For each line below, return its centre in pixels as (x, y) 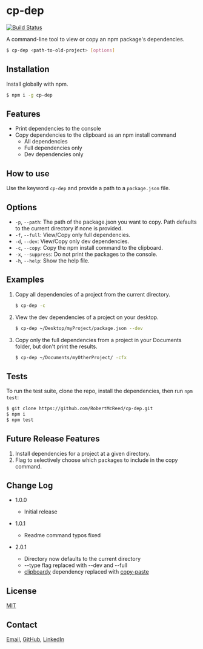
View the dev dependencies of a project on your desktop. (87, 317)
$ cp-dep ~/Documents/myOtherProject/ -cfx (71, 357)
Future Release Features (53, 439)
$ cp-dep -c (30, 305)
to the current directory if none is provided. (69, 228)
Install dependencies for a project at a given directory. (82, 453)
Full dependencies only (53, 148)
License (22, 591)
